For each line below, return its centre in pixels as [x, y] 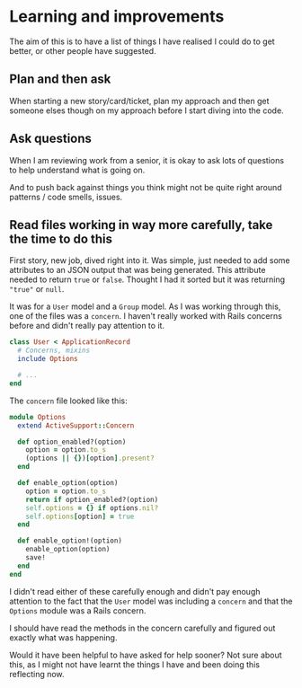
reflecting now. [37, 674]
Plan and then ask [60, 79]
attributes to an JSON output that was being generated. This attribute [138, 270]
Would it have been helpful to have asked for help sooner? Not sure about [146, 655]
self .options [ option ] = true [80, 516]
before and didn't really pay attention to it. [87, 326]
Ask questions [51, 139]
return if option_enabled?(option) [92, 499]
